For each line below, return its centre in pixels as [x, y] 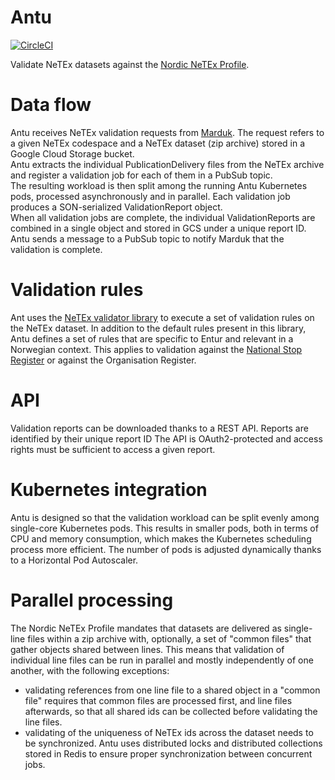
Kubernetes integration [109, 489]
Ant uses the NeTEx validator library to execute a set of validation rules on [162, 317]
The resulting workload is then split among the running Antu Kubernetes [159, 185]
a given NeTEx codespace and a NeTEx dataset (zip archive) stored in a [158, 143]
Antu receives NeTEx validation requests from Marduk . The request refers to [167, 132]
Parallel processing [92, 600]
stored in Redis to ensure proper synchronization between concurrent [168, 753]
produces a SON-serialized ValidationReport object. [116, 207]
